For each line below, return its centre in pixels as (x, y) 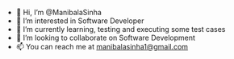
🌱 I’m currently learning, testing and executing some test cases (121, 29)
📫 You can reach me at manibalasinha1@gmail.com (102, 47)
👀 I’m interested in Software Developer (80, 21)
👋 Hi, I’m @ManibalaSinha (59, 12)
